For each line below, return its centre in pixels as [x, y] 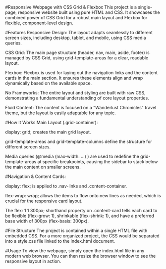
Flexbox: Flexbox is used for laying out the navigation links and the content [81, 73]
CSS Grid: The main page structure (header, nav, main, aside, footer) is [77, 52]
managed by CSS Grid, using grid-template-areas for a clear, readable [77, 58]
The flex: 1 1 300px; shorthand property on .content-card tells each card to [81, 210]
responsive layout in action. [33, 261]
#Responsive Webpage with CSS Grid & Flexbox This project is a [71, 7]
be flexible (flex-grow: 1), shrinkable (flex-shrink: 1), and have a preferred [80, 216]
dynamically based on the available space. [49, 83]
